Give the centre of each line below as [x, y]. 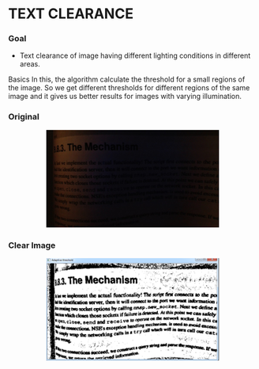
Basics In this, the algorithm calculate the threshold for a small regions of [127, 79]
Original [24, 117]
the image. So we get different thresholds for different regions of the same [129, 88]
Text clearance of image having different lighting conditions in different [135, 55]
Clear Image [32, 245]
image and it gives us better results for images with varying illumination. [125, 97]
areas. [30, 64]
